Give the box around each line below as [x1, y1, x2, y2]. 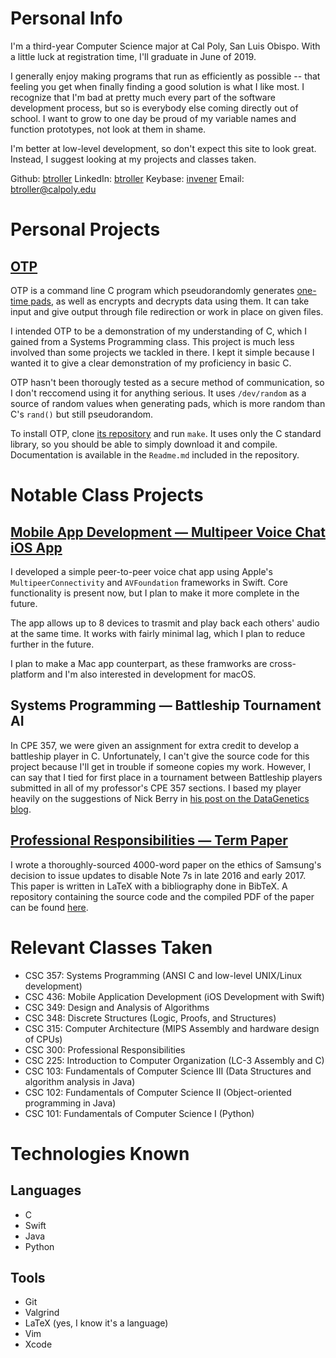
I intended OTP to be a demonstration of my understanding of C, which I [10, 325, 307, 337]
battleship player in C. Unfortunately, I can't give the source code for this [10, 750, 310, 762]
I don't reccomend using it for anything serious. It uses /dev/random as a [10, 387, 307, 399]
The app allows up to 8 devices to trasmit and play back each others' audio [10, 617, 320, 629]
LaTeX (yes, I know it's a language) [24, 1317, 169, 1329]
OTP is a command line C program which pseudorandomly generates [10, 284, 295, 296]
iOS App [10, 539, 63, 556]
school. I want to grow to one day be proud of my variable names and [10, 112, 297, 124]
